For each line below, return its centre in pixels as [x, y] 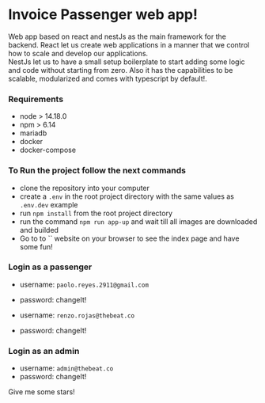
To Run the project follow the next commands [97, 170]
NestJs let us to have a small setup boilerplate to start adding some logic [127, 62]
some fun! [36, 246]
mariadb [33, 133]
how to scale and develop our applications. [78, 53]
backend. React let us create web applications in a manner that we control [129, 44]
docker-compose [48, 150]
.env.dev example [49, 204]
